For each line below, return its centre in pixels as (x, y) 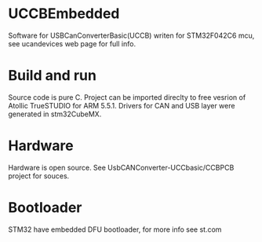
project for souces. (39, 176)
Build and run (52, 76)
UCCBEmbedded (64, 14)
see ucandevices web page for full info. (72, 43)
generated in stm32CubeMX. (55, 114)
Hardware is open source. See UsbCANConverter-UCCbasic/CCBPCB (121, 167)
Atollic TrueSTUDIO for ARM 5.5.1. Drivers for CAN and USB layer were (122, 105)
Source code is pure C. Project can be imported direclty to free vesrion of (127, 97)
